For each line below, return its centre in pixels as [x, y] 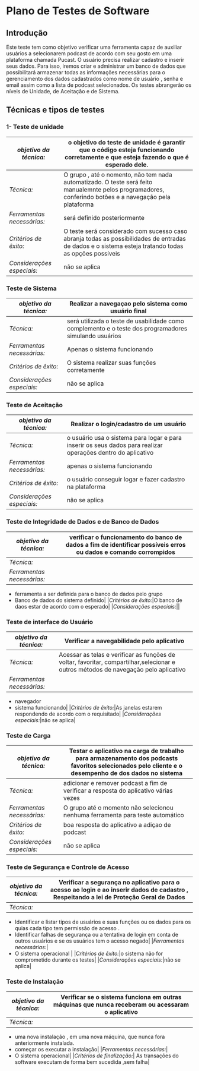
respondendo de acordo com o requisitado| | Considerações [88, 714]
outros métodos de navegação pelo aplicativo [122, 669]
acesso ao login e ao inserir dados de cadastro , [119, 890]
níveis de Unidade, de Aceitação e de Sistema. [63, 91]
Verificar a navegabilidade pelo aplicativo [124, 641]
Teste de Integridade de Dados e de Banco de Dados [83, 522]
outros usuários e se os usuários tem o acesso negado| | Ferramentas [99, 941]
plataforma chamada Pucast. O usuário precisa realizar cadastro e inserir [95, 60]
